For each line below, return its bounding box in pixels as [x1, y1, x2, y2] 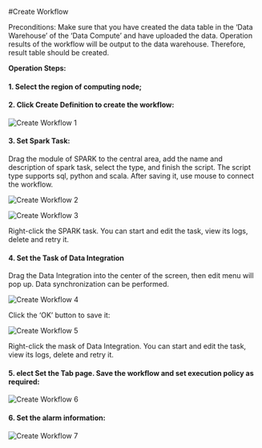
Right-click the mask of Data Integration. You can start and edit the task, [8, 341, 247, 351]
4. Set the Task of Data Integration [8, 252, 124, 263]
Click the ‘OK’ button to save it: [8, 310, 111, 320]
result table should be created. [8, 48, 110, 57]
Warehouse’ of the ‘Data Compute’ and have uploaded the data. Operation [8, 31, 253, 40]
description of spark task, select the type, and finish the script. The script [8, 163, 251, 172]
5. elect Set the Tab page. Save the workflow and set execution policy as [8, 368, 254, 377]
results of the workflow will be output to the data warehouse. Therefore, [8, 39, 246, 49]
